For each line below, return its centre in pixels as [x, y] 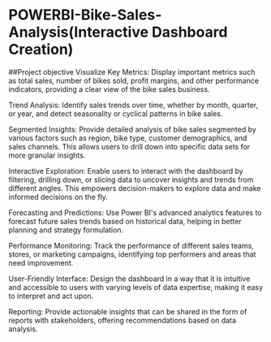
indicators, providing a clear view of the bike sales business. [109, 89]
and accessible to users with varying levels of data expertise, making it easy [136, 287]
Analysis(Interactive [78, 32]
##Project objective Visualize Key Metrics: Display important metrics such [132, 71]
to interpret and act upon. [51, 296]
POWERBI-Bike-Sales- [85, 15]
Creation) [41, 50]
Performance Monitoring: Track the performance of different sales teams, [131, 245]
